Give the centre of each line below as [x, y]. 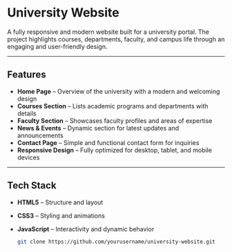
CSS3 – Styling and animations [61, 215]
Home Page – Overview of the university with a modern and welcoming [118, 91]
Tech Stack [32, 185]
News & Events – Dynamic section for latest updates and [98, 128]
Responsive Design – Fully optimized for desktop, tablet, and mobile [115, 150]
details [27, 113]
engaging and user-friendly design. [57, 46]
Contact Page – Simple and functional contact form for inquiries [108, 142]
